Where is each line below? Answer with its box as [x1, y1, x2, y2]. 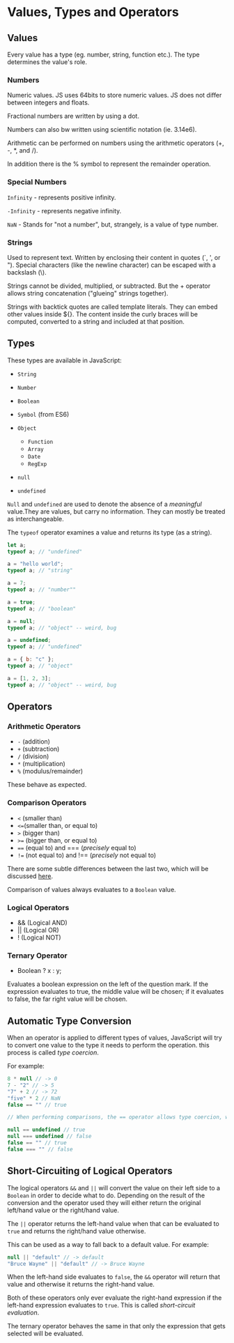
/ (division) [17, 752, 49, 760]
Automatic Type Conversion [7, 1015, 132, 1027]
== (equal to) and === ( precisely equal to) [17, 843, 137, 852]
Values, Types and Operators [7, 4, 179, 20]
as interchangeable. [7, 514, 64, 523]
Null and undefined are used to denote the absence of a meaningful [7, 500, 202, 508]
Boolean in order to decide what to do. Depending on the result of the [7, 1191, 205, 1199]
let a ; [7, 542, 26, 548]
